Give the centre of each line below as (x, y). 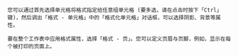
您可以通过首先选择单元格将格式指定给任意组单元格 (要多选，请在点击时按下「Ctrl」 (115, 10)
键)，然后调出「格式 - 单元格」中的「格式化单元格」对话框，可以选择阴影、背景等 (112, 18)
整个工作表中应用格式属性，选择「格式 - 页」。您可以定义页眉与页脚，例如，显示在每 (124, 39)
